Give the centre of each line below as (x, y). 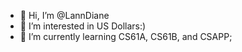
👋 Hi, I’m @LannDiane (64, 15)
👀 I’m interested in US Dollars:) (83, 26)
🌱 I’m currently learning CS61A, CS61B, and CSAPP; (126, 36)
